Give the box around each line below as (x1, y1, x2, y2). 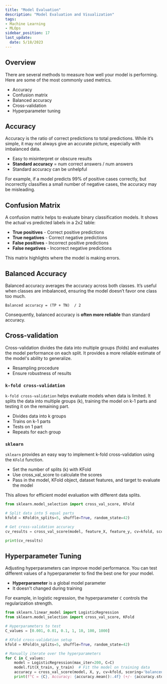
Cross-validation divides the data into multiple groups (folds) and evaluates (5, 344, 159, 350)
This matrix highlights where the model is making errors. (5, 255, 121, 261)
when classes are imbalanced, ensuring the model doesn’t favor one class (5, 288, 157, 294)
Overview (5, 58, 36, 67)
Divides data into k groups (12, 413, 66, 419)
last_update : (5, 35, 32, 40)
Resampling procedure (12, 365, 59, 371)
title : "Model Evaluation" (5, 7, 61, 12)
